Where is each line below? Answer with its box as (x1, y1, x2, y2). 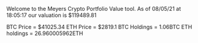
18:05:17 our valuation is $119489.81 (6, 12, 97, 19)
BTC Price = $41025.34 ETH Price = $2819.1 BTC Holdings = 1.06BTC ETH (6, 24, 192, 30)
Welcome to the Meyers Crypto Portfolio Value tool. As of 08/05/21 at (6, 5, 181, 12)
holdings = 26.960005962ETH (6, 30, 84, 37)
